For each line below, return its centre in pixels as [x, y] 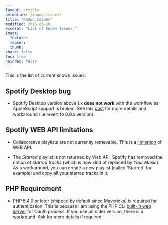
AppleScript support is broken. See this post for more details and [79, 109]
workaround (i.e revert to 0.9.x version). [53, 114]
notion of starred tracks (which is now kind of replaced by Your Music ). [86, 162]
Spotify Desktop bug [38, 91]
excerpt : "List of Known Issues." [41, 29]
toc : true [16, 57]
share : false [19, 52]
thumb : [17, 47]
